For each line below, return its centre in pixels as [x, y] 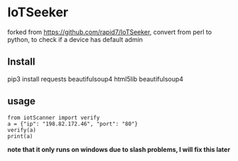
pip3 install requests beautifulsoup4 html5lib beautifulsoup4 [95, 79]
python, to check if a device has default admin [75, 39]
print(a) [20, 136]
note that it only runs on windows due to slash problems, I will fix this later [119, 149]
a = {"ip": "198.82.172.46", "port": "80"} [73, 124]
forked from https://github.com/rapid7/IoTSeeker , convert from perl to [109, 32]
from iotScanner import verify [54, 118]
